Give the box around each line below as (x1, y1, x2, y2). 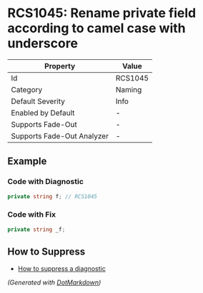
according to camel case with (7, 20, 186, 36)
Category (11, 84, 43, 94)
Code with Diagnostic (7, 177, 84, 187)
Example (7, 155, 47, 168)
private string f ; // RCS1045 (7, 192, 98, 200)
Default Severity (11, 96, 66, 106)
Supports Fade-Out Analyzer (11, 130, 109, 140)
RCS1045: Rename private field (7, 5, 197, 21)
